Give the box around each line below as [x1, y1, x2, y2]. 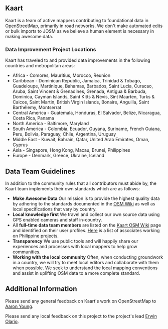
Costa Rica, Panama [12, 115, 54, 121]
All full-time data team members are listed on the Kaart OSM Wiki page [12, 222, 161, 228]
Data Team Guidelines [5, 167, 75, 175]
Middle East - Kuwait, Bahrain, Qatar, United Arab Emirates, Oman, [12, 137, 149, 143]
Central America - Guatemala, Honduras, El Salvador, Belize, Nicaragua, [12, 110, 161, 116]
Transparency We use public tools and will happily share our [12, 238, 139, 244]
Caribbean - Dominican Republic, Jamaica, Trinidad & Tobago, [12, 78, 141, 84]
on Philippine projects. [12, 233, 59, 239]
